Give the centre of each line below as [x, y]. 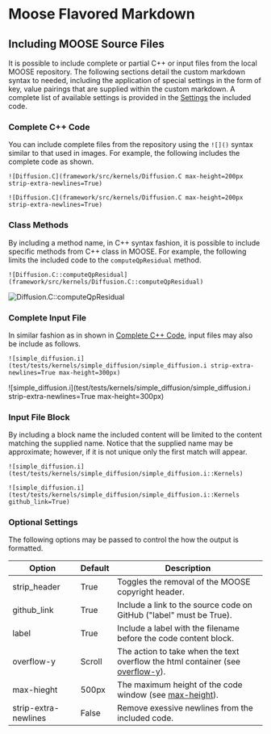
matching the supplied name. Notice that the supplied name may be [121, 443]
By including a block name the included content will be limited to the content [135, 435]
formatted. [26, 548]
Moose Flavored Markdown [102, 14]
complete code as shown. [51, 161]
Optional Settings [43, 522]
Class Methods [38, 225]
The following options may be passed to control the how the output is [124, 540]
